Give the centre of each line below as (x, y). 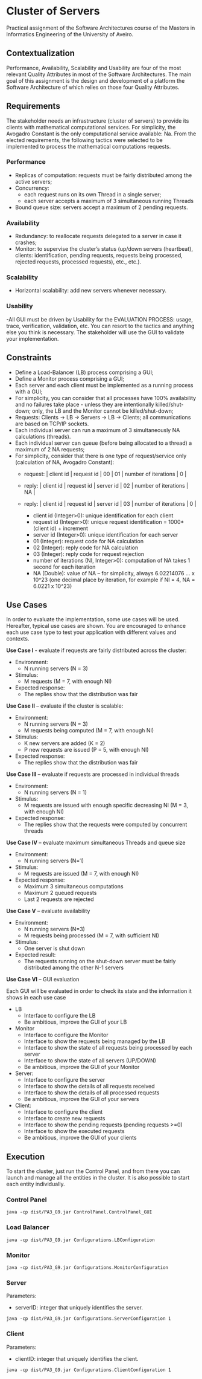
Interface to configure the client (63, 1112)
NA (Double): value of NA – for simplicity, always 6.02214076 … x (114, 573)
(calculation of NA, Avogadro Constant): (65, 462)
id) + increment (69, 528)
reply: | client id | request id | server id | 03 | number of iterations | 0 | (110, 503)
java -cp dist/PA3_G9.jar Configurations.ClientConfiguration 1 (89, 1370)
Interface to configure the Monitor (66, 1035)
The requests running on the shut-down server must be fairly (100, 961)
